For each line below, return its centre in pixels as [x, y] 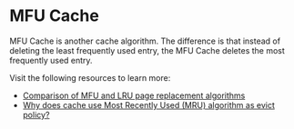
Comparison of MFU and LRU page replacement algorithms [134, 95]
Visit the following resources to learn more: [90, 77]
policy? [36, 114]
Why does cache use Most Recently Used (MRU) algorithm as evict [148, 104]
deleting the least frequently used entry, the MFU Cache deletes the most [147, 50]
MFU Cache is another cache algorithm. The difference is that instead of [145, 41]
